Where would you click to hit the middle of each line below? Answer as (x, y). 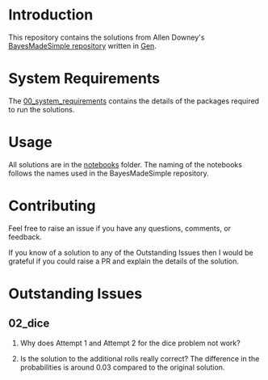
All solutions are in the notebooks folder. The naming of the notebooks (125, 164)
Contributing (52, 206)
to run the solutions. (42, 109)
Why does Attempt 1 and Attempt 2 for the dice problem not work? (130, 343)
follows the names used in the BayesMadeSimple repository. (109, 173)
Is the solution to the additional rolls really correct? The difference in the (140, 358)
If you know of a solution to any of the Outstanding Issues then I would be (131, 252)
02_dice (29, 324)
